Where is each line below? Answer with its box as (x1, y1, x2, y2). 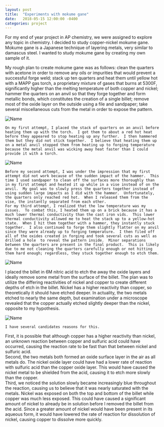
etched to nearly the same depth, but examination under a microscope (5, 295, 148, 301)
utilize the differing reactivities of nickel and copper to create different (5, 279, 147, 285)
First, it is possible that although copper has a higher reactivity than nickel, (5, 333, 156, 339)
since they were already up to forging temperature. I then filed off (5, 229, 155, 235)
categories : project (5, 21, 48, 26)
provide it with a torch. (5, 151, 58, 156)
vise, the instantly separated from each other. (5, 199, 107, 204)
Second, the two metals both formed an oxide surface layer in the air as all (5, 354, 156, 360)
